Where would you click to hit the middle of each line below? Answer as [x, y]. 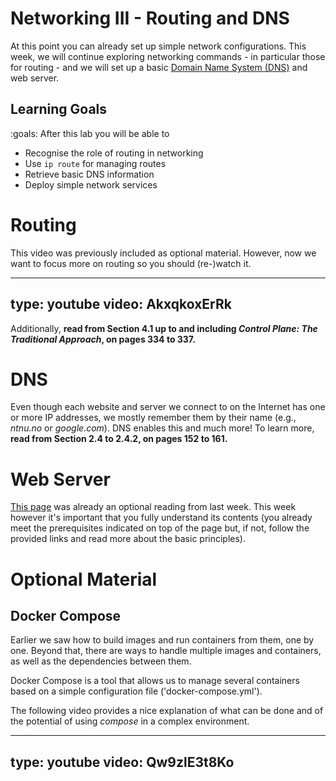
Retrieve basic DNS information [89, 174]
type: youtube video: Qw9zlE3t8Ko [122, 762]
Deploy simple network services [91, 184]
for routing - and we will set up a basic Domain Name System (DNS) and [159, 67]
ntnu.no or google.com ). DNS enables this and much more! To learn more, [162, 428]
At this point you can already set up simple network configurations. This [158, 46]
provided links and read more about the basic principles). [128, 539]
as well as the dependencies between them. [101, 661]
